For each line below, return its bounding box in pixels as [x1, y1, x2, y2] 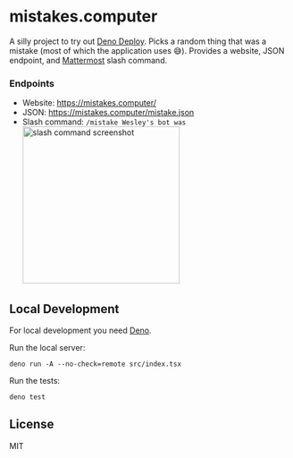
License [9, 417, 54, 432]
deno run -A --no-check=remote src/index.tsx [9, 360, 181, 369]
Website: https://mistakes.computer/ [21, 98, 156, 108]
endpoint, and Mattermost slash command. [9, 55, 168, 65]
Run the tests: [9, 376, 61, 386]
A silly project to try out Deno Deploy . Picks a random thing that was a [9, 36, 266, 47]
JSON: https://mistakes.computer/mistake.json [21, 107, 195, 118]
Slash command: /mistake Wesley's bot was [21, 116, 187, 127]
